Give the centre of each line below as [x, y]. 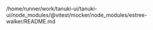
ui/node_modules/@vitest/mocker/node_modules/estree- [77, 15]
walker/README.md [31, 21]
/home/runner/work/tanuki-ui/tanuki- [52, 9]
